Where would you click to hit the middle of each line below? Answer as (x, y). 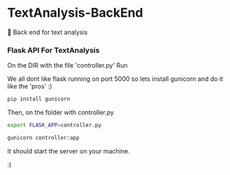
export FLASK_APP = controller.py (54, 125)
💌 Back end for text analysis (48, 32)
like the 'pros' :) (30, 86)
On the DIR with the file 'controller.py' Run (67, 66)
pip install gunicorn (39, 99)
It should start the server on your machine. (69, 151)
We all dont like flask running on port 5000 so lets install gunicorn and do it (115, 79)
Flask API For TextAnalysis (53, 50)
